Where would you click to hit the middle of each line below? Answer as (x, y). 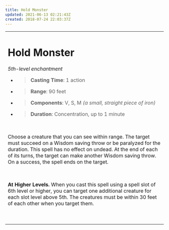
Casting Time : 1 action (58, 80)
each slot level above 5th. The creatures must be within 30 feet (82, 197)
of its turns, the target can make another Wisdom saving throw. (82, 156)
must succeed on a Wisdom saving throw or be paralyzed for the (84, 143)
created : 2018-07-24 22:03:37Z (38, 19)
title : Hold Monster (27, 10)
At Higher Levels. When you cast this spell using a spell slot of (82, 184)
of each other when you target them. (51, 203)
